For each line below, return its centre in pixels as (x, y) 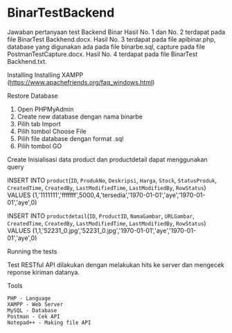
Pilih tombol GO (39, 146)
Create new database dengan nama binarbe (80, 117)
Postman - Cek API (34, 316)
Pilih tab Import (39, 123)
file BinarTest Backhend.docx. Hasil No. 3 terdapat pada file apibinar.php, (111, 39)
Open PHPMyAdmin (45, 109)
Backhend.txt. (27, 61)
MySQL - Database (32, 310)
